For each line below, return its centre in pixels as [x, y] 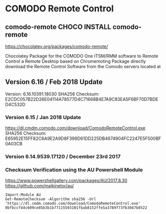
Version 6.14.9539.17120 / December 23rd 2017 [63, 157]
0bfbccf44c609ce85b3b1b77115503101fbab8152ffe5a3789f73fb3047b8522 [76, 208]
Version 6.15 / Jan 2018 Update [43, 117]
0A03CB [14, 144]
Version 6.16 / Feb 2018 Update [54, 82]
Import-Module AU [23, 195]
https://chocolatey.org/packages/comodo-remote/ [56, 46]
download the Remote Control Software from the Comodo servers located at [83, 66]
